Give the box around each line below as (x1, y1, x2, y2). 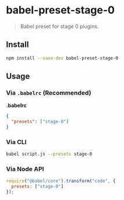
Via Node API (6, 165, 44, 173)
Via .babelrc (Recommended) (6, 89, 91, 97)
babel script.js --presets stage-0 (6, 151, 93, 157)
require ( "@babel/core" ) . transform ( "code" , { (6, 178, 116, 184)
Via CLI (6, 138, 27, 146)
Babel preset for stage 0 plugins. (20, 23, 99, 30)
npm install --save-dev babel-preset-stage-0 (6, 55, 118, 61)
